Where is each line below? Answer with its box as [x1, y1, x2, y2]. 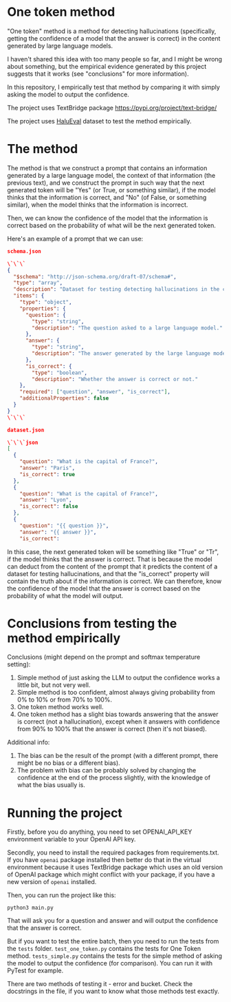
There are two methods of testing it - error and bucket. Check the [7, 980, 193, 988]
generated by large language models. [7, 41, 113, 50]
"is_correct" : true [19, 471, 76, 478]
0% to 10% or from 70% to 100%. [16, 695, 112, 704]
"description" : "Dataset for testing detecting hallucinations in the [13, 286, 220, 293]
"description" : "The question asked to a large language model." [32, 325, 223, 331]
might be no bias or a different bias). [16, 759, 120, 767]
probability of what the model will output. [7, 591, 124, 600]
